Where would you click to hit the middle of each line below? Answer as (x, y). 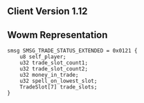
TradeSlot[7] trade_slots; (58, 87)
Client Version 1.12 (47, 11)
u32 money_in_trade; (49, 75)
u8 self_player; (43, 57)
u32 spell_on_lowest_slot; (58, 81)
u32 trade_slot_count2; (54, 69)
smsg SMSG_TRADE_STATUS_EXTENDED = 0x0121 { (72, 51)
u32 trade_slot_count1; (54, 63)
